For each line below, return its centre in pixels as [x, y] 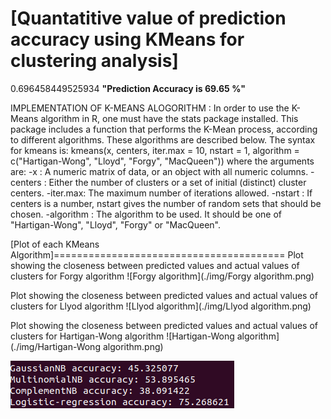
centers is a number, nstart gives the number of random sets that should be [166, 203]
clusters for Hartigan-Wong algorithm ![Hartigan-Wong [122, 336]
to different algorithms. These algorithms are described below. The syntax [163, 139]
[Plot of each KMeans [55, 244]
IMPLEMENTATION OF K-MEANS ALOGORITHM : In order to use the [150, 108]
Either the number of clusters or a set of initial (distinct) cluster [177, 182]
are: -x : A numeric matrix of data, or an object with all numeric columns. [159, 171]
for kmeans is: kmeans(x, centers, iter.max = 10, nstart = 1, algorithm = [155, 150]
